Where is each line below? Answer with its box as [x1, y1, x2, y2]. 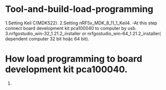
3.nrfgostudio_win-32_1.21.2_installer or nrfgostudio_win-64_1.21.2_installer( [5, 30, 161, 36]
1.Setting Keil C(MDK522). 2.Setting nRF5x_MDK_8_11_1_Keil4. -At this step [5, 20, 157, 26]
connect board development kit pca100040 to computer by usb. [5, 25, 136, 31]
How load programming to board [5, 53, 142, 65]
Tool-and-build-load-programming [5, 3, 153, 15]
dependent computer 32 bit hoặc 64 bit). [5, 36, 89, 42]
